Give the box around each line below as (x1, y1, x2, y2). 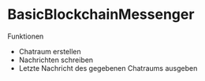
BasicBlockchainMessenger (7, 6, 195, 24)
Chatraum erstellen (18, 46, 81, 56)
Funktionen (7, 31, 44, 41)
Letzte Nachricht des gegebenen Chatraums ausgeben (18, 63, 198, 72)
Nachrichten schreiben (18, 55, 94, 64)
